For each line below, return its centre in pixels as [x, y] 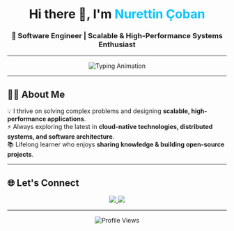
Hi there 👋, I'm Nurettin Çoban [117, 14]
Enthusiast [117, 44]
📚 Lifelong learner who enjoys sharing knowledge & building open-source [116, 144]
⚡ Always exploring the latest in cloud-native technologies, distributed [110, 127]
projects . [21, 155]
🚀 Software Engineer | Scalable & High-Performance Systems [117, 36]
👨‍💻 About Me [36, 94]
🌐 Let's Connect [43, 183]
